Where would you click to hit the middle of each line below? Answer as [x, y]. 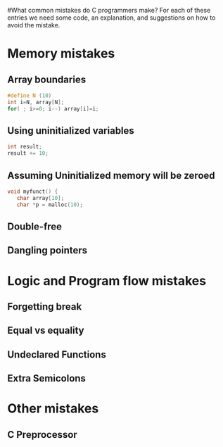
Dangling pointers [47, 250]
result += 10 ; [28, 153]
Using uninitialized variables [71, 131]
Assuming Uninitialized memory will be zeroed [111, 175]
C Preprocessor [42, 435]
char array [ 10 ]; [40, 198]
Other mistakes [53, 409]
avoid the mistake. [34, 25]
